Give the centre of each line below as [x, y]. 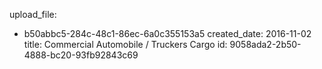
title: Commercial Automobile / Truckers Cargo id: [125, 44]
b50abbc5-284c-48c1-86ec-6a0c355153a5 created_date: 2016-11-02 [167, 33]
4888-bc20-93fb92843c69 [81, 55]
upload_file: [33, 14]
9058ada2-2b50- [265, 44]
